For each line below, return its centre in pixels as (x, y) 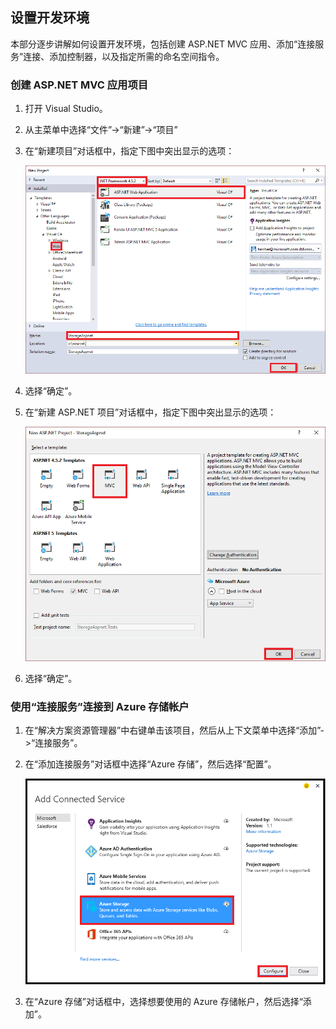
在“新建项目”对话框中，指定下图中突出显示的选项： (129, 151)
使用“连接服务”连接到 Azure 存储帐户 (100, 706)
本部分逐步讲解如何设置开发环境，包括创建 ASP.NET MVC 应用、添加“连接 (163, 44)
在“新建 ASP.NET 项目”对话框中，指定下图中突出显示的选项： (150, 412)
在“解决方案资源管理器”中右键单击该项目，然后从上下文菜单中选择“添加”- (174, 730)
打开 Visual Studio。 (66, 109)
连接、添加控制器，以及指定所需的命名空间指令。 (124, 56)
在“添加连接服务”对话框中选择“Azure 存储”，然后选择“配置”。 (150, 764)
